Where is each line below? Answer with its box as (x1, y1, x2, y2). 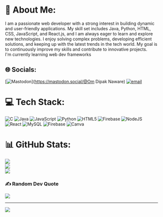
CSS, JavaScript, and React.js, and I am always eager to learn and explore (5, 31, 153, 36)
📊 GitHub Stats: (5, 139, 71, 150)
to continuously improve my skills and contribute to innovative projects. (5, 46, 147, 52)
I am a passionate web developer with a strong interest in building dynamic (5, 20, 155, 26)
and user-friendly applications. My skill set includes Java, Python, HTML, (5, 25, 151, 31)
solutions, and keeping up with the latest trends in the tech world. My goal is (5, 41, 158, 47)
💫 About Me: (5, 4, 56, 16)
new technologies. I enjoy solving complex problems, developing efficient (5, 36, 152, 42)
